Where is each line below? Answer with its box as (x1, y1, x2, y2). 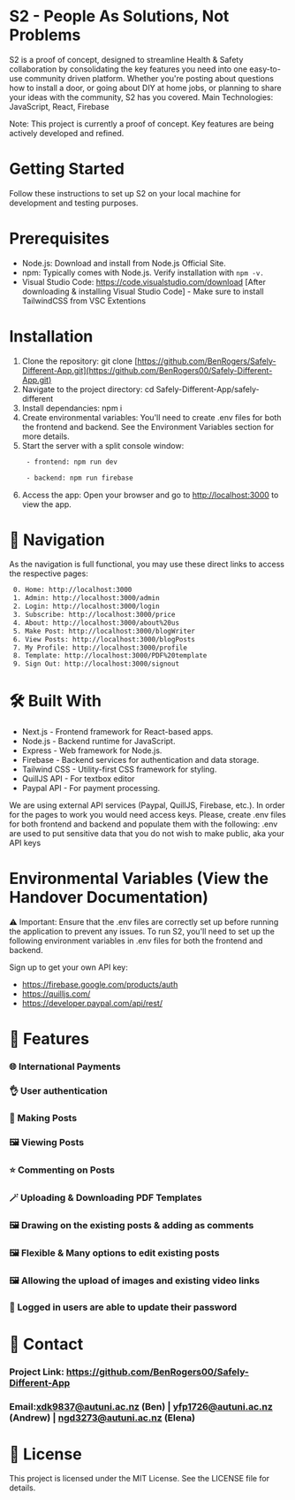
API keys (9, 838, 42, 849)
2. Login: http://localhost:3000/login (12, 602, 161, 612)
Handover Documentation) (9, 888, 209, 908)
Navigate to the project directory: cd (21, 383, 155, 395)
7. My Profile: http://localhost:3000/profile (12, 643, 188, 652)
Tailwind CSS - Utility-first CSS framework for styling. (21, 764, 217, 775)
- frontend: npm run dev (26, 458, 117, 466)
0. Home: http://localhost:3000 (12, 586, 132, 595)
